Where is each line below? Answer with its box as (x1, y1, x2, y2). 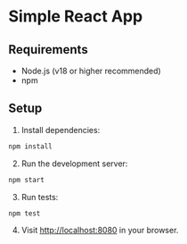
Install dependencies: (20, 124, 101, 135)
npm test (8, 208, 41, 218)
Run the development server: (20, 158, 128, 169)
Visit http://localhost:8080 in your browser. (20, 225, 179, 236)
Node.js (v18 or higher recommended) (20, 65, 161, 76)
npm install (8, 141, 53, 151)
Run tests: (20, 191, 59, 202)
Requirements (8, 42, 88, 57)
